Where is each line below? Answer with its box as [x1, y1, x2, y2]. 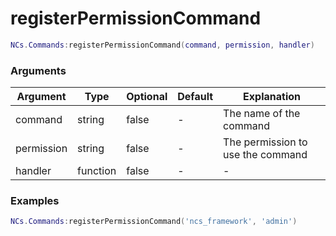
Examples [10, 194, 60, 208]
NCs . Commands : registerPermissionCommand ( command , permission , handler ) [10, 40, 315, 50]
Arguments [10, 63, 67, 77]
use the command [223, 148, 308, 162]
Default [177, 90, 214, 104]
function [77, 164, 117, 178]
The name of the [223, 107, 301, 121]
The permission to [223, 135, 308, 149]
